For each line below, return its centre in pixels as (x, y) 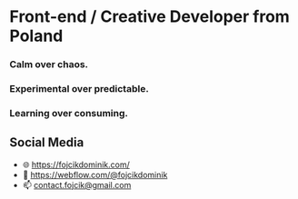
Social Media (47, 143)
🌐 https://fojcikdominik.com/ (76, 164)
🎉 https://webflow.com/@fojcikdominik (95, 174)
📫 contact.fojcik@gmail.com (77, 184)
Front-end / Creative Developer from (150, 17)
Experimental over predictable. (79, 89)
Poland (36, 36)
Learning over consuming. (69, 113)
